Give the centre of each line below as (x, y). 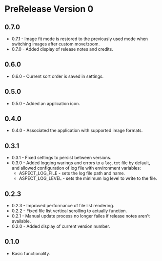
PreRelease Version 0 (49, 9)
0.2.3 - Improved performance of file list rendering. (63, 206)
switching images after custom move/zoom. (56, 44)
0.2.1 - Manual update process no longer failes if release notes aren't (81, 216)
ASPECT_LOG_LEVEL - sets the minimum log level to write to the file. (88, 178)
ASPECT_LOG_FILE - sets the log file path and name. (72, 173)
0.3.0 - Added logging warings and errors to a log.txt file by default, (81, 163)
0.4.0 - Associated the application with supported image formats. (77, 130)
